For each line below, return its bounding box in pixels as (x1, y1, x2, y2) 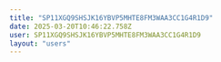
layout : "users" (9, 38, 71, 48)
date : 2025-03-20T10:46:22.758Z (9, 22, 132, 31)
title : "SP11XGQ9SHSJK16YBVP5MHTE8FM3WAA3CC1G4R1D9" (9, 13, 214, 23)
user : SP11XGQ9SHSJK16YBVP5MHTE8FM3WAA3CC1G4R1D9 (9, 30, 202, 39)
